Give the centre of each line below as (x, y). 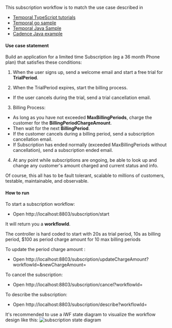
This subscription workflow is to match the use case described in (74, 7)
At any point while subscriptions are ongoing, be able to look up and (85, 160)
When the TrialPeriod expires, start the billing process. (70, 88)
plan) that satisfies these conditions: (44, 62)
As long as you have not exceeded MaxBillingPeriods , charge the (82, 118)
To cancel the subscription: (34, 275)
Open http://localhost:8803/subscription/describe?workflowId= (80, 304)
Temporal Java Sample (37, 28)
